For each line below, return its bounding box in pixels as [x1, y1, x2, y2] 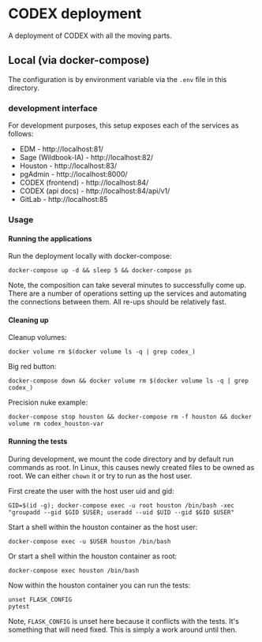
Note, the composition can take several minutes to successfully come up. [8, 281, 247, 290]
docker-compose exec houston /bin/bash [8, 566, 140, 574]
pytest [8, 603, 30, 610]
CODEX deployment [8, 5, 142, 23]
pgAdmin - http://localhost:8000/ [19, 170, 128, 179]
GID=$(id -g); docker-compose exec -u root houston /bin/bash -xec [8, 502, 235, 509]
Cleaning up [8, 315, 49, 324]
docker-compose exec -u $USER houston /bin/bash [8, 537, 171, 545]
